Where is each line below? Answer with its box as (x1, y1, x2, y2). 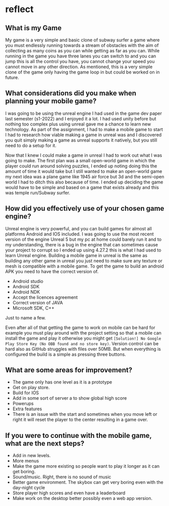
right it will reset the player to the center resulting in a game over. (12, 417, 148, 423)
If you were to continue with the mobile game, (5, 431, 152, 439)
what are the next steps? (5, 439, 85, 448)
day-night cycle (12, 485, 45, 491)
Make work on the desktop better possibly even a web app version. (12, 495, 153, 501)
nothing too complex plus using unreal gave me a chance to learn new (5, 121, 151, 127)
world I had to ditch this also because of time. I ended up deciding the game (5, 179, 163, 185)
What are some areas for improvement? (5, 366, 133, 374)
